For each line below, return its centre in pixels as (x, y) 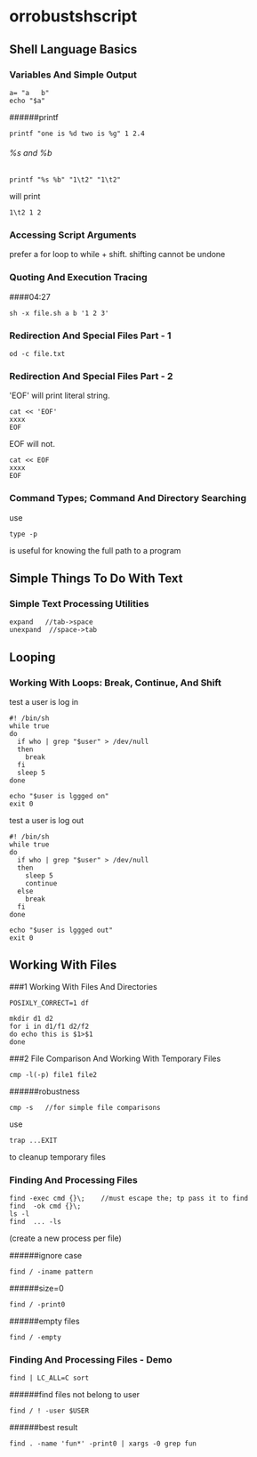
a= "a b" (29, 93)
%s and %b (31, 153)
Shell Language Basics (73, 49)
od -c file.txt (37, 353)
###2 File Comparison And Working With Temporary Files (115, 1058)
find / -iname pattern (51, 1272)
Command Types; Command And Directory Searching (128, 498)
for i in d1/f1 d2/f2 (49, 1026)
